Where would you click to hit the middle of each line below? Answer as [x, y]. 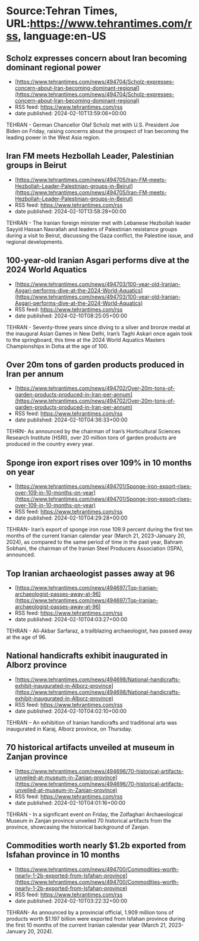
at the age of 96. [26, 637]
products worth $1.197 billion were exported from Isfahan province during [96, 918]
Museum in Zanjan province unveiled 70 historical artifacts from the [89, 820]
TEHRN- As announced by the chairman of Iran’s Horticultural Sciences [94, 432]
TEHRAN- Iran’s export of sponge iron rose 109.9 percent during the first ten [99, 530]
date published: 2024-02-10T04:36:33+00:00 [71, 420]
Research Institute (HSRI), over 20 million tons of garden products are [91, 438]
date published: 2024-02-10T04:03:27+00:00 [71, 619]
